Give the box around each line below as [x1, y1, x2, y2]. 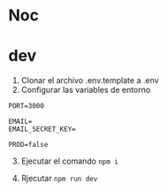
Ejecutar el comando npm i [20, 156, 118, 166]
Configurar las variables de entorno [20, 85, 151, 96]
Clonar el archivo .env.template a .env [20, 75, 159, 86]
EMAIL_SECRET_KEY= [8, 125, 76, 134]
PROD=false [8, 141, 49, 150]
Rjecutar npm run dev [20, 173, 98, 184]
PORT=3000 [8, 102, 45, 111]
